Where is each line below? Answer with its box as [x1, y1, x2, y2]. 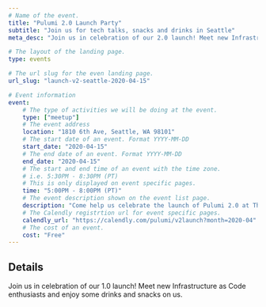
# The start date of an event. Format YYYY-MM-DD [22, 135, 190, 143]
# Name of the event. [8, 11, 80, 20]
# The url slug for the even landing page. [8, 70, 154, 78]
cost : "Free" [22, 231, 66, 239]
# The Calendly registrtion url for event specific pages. [22, 209, 222, 217]
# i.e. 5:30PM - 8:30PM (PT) [22, 172, 119, 180]
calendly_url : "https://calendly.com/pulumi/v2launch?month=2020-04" [22, 216, 257, 224]
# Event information [8, 91, 77, 99]
